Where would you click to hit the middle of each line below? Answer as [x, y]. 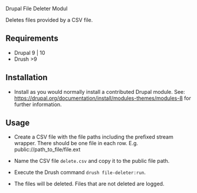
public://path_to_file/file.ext [47, 149]
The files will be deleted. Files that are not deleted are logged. [89, 184]
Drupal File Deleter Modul [37, 9]
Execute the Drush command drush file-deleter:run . [80, 172]
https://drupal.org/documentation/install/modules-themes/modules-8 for [102, 98]
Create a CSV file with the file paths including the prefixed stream [93, 137]
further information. [38, 104]
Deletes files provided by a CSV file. [49, 20]
